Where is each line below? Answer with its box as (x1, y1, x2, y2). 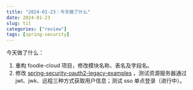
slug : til (6, 20, 32, 26)
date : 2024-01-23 (6, 15, 51, 21)
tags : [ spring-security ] (6, 32, 70, 38)
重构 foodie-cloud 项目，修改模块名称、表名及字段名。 (15, 62, 153, 69)
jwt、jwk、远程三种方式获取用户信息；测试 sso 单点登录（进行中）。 (15, 77, 185, 85)
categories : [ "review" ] (6, 26, 67, 32)
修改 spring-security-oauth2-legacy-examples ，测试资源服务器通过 (15, 69, 188, 77)
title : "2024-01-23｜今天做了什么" (6, 9, 90, 15)
